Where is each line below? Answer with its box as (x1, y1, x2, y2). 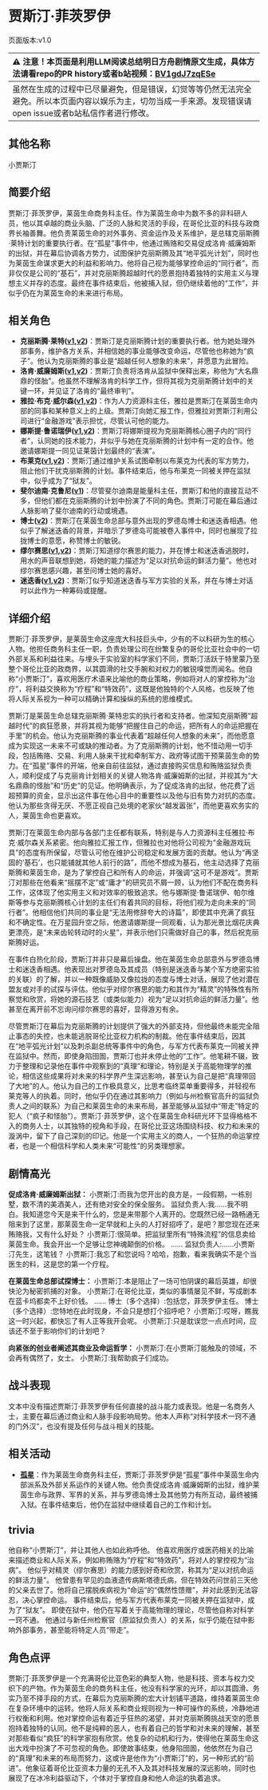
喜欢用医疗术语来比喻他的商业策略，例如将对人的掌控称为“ (56, 674, 249, 683)
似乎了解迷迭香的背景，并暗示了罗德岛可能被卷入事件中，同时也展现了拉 (19, 526, 258, 536)
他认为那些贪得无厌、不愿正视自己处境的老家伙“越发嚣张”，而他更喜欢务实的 (8, 801, 259, 810)
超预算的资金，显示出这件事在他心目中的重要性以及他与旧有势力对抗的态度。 (8, 791, 260, 801)
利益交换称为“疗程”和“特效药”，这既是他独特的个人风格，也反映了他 (32, 684, 254, 694)
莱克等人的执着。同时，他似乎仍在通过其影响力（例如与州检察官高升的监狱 (8, 1091, 253, 1101)
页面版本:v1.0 (8, 35, 52, 45)
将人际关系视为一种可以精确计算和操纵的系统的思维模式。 (8, 694, 197, 703)
